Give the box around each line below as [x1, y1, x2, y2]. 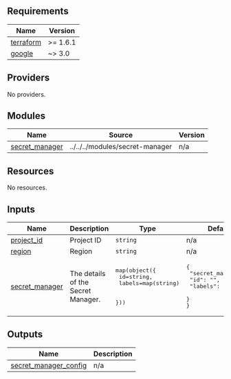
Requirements [7, 5, 69, 17]
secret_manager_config [10, 360, 87, 370]
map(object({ [115, 266, 157, 274]
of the [69, 277, 89, 287]
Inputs [7, 203, 36, 215]
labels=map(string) [118, 279, 180, 287]
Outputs [7, 329, 43, 341]
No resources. [7, 183, 47, 192]
